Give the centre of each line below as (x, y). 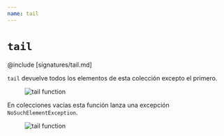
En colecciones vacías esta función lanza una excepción (88, 105)
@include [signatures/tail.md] (50, 65)
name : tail (23, 14)
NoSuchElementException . (43, 112)
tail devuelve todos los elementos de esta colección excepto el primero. (112, 78)
